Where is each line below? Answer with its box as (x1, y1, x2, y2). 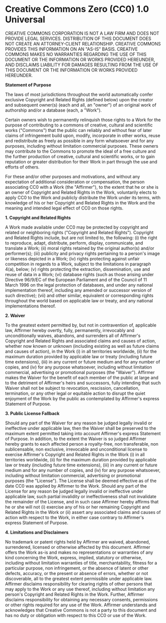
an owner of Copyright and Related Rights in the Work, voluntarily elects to (5, 189, 157, 195)
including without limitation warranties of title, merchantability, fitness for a (5, 560, 157, 566)
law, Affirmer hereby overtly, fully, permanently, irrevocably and (5, 327, 135, 333)
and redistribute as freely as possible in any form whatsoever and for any (5, 137, 154, 144)
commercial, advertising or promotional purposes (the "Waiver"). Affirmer (5, 369, 155, 375)
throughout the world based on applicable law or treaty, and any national (5, 297, 153, 303)
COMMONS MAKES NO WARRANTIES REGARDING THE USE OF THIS (5, 51, 147, 57)
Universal (5, 14, 45, 25)
